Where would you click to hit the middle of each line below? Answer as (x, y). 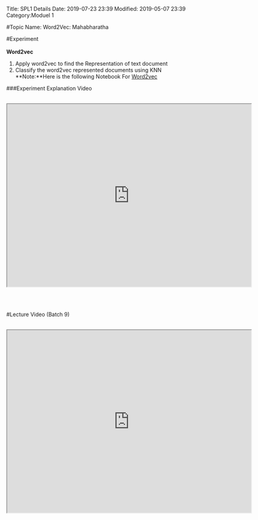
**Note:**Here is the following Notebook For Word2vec (86, 76)
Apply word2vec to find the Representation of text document (91, 64)
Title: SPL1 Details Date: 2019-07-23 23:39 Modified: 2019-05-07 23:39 (96, 9)
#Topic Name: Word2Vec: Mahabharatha (57, 27)
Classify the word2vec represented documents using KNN (88, 70)
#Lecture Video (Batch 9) (38, 314)
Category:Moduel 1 (30, 15)
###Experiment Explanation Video (49, 88)
